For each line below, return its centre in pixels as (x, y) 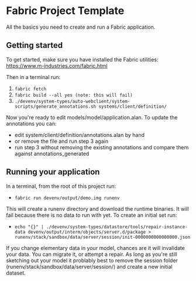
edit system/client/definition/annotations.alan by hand (80, 135)
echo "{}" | (29, 227)
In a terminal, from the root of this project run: (61, 186)
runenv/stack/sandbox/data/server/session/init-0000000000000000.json (102, 237)
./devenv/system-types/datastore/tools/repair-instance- (117, 227)
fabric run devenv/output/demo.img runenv (67, 198)
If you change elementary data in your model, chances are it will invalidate (96, 248)
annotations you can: (31, 124)
